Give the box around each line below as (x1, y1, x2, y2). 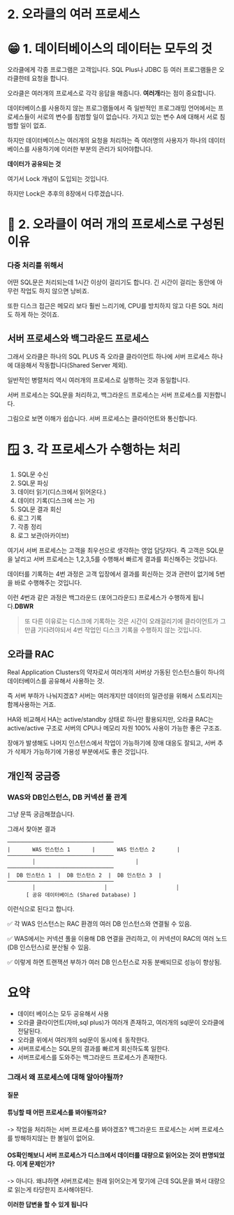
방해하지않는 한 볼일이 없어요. (14, 1133, 96, 1142)
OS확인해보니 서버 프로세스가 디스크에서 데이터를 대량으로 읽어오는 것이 (7, 1151, 201, 1160)
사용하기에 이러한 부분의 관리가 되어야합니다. (31, 145, 153, 154)
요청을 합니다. (31, 74, 69, 82)
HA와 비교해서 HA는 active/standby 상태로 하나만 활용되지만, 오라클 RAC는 (7, 715, 214, 724)
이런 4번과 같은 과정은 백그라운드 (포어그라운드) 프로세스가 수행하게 (7, 593, 191, 602)
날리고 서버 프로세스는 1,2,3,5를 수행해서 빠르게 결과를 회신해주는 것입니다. (14, 555, 218, 563)
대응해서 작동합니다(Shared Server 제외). (14, 361, 128, 370)
